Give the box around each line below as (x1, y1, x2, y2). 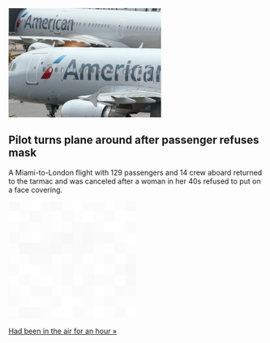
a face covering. (8, 185, 63, 194)
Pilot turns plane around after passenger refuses (8, 133, 259, 147)
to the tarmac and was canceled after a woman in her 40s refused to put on (8, 176, 261, 186)
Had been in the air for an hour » (8, 326, 118, 336)
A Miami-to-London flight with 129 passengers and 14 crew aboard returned (8, 167, 263, 177)
